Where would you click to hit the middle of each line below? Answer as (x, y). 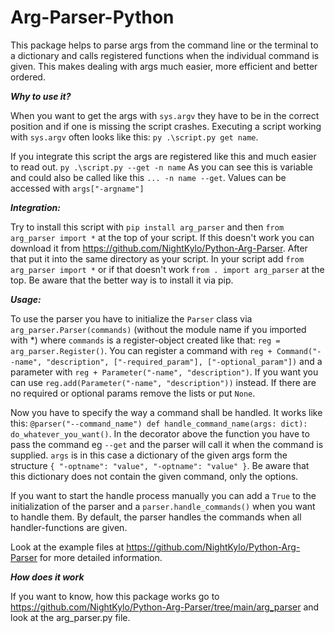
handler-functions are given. (69, 527)
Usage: (26, 299)
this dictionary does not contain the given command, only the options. (154, 476)
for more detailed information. (101, 557)
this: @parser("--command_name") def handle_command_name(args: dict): (159, 423)
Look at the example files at (67, 547)
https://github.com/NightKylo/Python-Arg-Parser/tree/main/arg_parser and (165, 607)
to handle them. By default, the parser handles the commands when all (156, 517)
